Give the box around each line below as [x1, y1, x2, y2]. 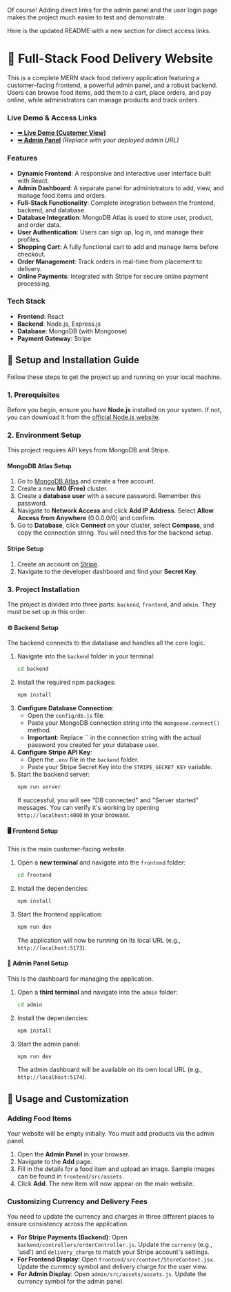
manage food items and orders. [17, 191, 107, 199]
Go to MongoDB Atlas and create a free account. [17, 477, 156, 486]
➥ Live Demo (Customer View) [17, 129, 106, 137]
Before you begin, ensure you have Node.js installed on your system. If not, [7, 405, 222, 414]
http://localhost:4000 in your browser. [17, 811, 130, 819]
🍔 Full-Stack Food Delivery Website [7, 51, 214, 66]
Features [7, 154, 38, 163]
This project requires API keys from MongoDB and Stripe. [7, 446, 170, 454]
